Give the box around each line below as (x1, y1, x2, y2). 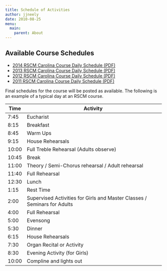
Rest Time (26, 186, 51, 193)
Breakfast (26, 121, 50, 128)
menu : (5, 21, 16, 26)
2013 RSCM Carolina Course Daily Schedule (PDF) (12, 67, 116, 73)
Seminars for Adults (26, 201, 73, 208)
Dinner (26, 225, 43, 232)
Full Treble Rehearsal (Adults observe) (26, 146, 117, 153)
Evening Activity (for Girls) (26, 249, 88, 256)
